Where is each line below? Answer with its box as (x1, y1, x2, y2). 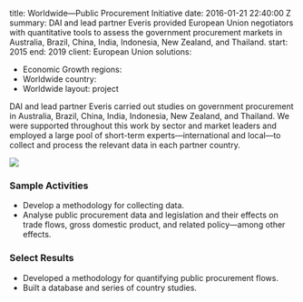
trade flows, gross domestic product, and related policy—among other (22, 219, 286, 230)
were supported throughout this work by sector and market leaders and (9, 120, 277, 131)
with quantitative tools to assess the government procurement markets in (9, 27, 283, 37)
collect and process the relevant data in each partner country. (9, 140, 240, 150)
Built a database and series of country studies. (22, 282, 198, 293)
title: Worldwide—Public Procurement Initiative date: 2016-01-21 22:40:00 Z (9, 8, 292, 18)
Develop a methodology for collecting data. (22, 200, 184, 211)
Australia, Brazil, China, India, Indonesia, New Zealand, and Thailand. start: (9, 36, 288, 47)
